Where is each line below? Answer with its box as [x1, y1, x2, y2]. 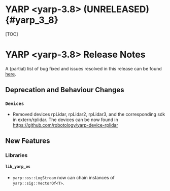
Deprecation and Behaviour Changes [5, 86, 124, 94]
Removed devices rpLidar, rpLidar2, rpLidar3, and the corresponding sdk [12, 111, 165, 117]
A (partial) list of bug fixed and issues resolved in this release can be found [5, 65, 162, 71]
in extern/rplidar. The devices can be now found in [12, 117, 118, 123]
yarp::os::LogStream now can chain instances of [12, 175, 115, 181]
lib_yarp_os [5, 164, 30, 169]
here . [5, 71, 16, 77]
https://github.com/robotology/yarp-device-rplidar [12, 122, 118, 128]
